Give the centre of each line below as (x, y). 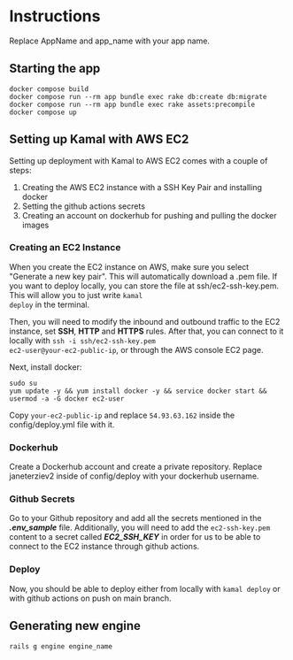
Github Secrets (42, 499)
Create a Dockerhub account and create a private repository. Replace (136, 467)
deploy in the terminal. (50, 304)
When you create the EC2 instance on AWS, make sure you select (129, 266)
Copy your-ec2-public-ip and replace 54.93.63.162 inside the (122, 415)
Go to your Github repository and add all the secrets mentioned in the (135, 518)
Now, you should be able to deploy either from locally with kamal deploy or (145, 588)
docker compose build (49, 89)
